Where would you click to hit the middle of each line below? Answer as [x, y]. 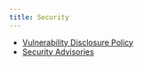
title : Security [39, 17]
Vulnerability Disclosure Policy [78, 42]
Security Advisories [58, 51]
